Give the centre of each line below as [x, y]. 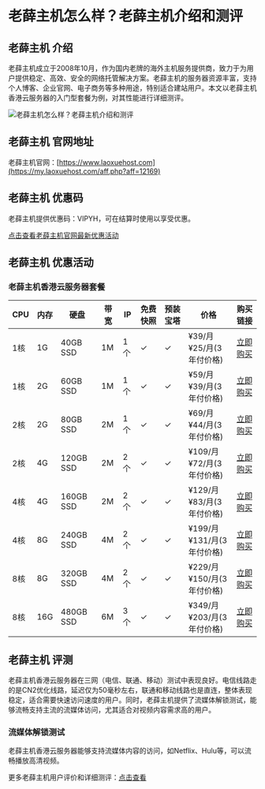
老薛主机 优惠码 [46, 198]
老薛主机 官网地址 [51, 142]
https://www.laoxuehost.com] [107, 162]
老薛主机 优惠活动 [51, 262]
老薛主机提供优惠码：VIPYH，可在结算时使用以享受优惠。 [102, 219]
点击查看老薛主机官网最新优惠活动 [63, 235]
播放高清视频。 [39, 761]
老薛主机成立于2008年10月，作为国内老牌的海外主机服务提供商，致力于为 [127, 68]
